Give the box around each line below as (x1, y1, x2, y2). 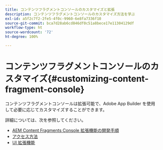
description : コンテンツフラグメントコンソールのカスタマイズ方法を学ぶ (5, 12, 135, 17)
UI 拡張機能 (12, 139, 35, 145)
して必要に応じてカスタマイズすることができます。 (5, 107, 107, 112)
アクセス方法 (12, 133, 38, 139)
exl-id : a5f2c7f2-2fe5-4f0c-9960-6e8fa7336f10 (5, 16, 102, 21)
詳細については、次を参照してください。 (5, 117, 86, 123)
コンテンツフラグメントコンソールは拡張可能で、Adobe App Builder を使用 (5, 100, 155, 106)
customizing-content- (57, 74, 149, 84)
